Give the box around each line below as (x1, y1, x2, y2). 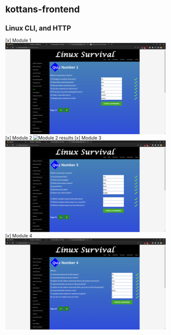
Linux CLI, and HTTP (5, 24, 71, 33)
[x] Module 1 (5, 37, 32, 43)
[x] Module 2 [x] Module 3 (5, 135, 102, 141)
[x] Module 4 (5, 232, 33, 238)
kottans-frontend (5, 4, 80, 15)
